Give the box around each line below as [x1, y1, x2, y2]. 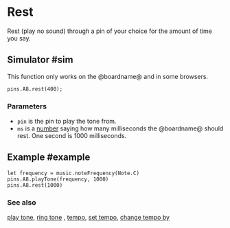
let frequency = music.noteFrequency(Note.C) [7, 170, 139, 176]
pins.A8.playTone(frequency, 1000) [7, 176, 109, 183]
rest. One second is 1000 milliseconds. [16, 132, 127, 140]
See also [7, 197, 36, 207]
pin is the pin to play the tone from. [16, 117, 117, 126]
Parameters [7, 101, 47, 111]
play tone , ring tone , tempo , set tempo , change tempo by [7, 214, 170, 222]
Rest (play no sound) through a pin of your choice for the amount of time [7, 27, 213, 35]
